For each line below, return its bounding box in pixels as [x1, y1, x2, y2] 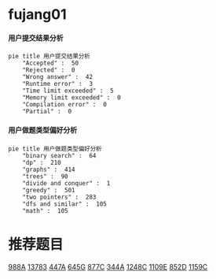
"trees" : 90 [22, 172, 68, 180]
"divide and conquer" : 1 [22, 179, 111, 187]
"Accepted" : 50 [22, 59, 79, 68]
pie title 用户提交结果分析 [8, 53, 90, 61]
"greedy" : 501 [22, 186, 76, 194]
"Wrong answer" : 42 [22, 73, 93, 81]
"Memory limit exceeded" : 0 [22, 94, 122, 102]
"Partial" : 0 [22, 108, 72, 116]
